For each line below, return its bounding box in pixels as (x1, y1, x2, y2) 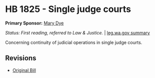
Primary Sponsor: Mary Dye (5, 20, 64, 26)
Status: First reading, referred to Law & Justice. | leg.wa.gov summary (5, 29, 150, 35)
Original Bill (12, 67, 36, 73)
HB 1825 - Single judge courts (5, 3, 131, 15)
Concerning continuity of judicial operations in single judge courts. (5, 39, 142, 45)
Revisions (5, 54, 36, 62)
